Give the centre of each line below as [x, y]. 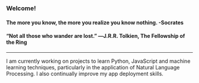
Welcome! [21, 8]
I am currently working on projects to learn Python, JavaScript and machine [98, 61]
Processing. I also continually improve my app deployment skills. [85, 74]
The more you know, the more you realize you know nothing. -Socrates [95, 23]
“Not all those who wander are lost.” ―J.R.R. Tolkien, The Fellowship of [96, 36]
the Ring [17, 42]
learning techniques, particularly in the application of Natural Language [93, 67]
